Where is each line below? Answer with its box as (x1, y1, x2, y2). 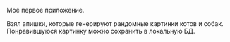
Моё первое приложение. (6, 6, 85, 14)
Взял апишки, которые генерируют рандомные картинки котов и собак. (6, 20, 224, 27)
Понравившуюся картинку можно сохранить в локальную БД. (6, 27, 195, 35)
